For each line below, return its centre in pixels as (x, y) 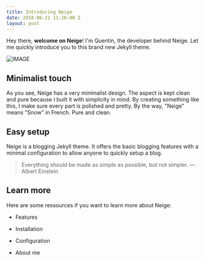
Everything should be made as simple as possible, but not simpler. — (108, 165)
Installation (29, 229)
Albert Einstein (40, 171)
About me (28, 252)
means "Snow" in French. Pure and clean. (59, 112)
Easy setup (28, 132)
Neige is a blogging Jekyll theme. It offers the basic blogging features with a (102, 146)
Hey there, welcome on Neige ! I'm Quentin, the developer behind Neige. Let (102, 41)
